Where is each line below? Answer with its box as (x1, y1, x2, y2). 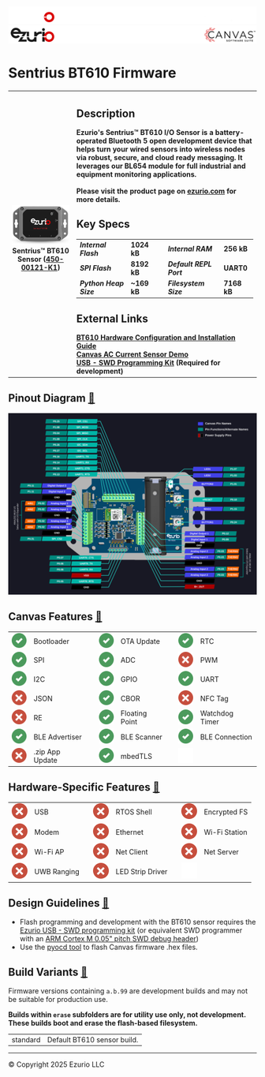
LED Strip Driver (115, 867, 168, 877)
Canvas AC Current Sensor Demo (76, 350, 189, 359)
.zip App (33, 747, 61, 757)
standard (11, 1034, 41, 1044)
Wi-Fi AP (34, 847, 65, 856)
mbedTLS (121, 751, 152, 761)
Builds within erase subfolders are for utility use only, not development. (8, 1010, 246, 1019)
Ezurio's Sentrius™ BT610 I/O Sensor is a (76, 128, 215, 137)
